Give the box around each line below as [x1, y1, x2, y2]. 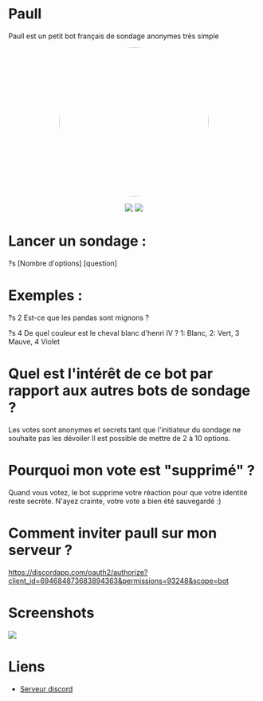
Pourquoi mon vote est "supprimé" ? [8, 461, 255, 479]
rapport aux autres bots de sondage [8, 382, 251, 400]
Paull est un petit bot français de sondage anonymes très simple [8, 31, 219, 41]
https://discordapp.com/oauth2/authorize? [8, 567, 148, 577]
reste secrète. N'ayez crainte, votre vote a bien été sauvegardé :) [8, 496, 222, 506]
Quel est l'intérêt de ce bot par [8, 364, 214, 383]
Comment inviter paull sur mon [8, 524, 218, 542]
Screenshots [8, 604, 95, 622]
